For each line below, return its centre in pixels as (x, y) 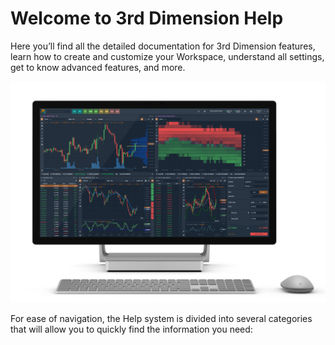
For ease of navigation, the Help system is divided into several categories (161, 319)
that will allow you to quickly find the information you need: (131, 329)
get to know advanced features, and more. (98, 67)
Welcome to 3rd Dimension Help (147, 18)
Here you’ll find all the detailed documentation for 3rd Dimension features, (163, 46)
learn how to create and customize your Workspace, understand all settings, (167, 56)
